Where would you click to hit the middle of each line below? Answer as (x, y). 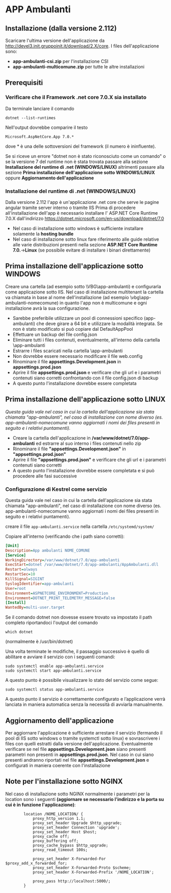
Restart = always (21, 569)
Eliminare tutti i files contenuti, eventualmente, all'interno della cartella (86, 340)
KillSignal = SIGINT (25, 579)
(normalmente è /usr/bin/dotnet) (39, 642)
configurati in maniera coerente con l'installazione (58, 765)
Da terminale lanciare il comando (40, 108)
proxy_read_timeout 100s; (60, 850)
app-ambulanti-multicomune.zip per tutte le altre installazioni (78, 67)
